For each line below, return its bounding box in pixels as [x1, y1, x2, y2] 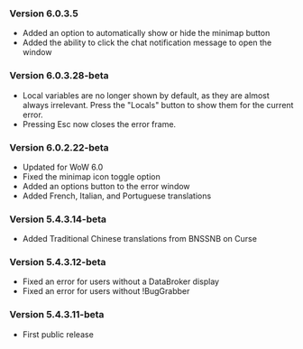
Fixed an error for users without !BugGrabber [22, 286, 190, 297]
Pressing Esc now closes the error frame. [22, 118, 177, 129]
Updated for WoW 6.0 [22, 161, 104, 172]
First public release [22, 328, 95, 340]
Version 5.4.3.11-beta [9, 308, 105, 321]
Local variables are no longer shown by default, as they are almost [22, 89, 271, 101]
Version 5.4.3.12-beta [9, 256, 106, 269]
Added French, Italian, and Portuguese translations [22, 190, 212, 201]
